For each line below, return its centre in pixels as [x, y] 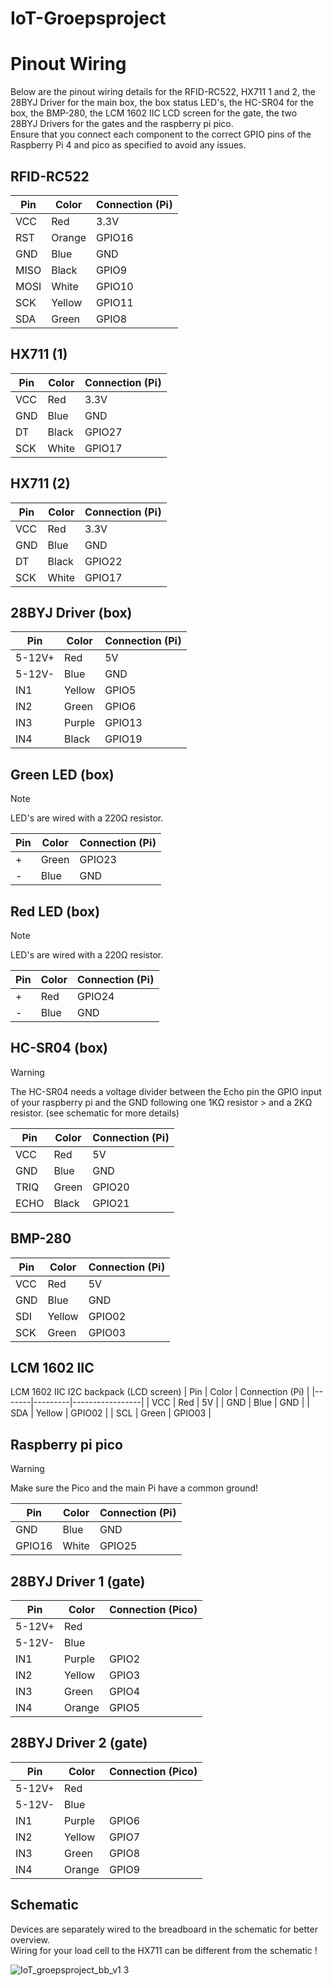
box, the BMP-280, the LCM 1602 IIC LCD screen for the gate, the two [154, 113]
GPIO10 [115, 286]
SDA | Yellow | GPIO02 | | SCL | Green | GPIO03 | [111, 1413]
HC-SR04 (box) [59, 1048]
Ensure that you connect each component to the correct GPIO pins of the [161, 134]
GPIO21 [111, 1203]
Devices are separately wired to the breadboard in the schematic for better [164, 1929]
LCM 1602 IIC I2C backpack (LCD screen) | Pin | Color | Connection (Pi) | [160, 1392]
